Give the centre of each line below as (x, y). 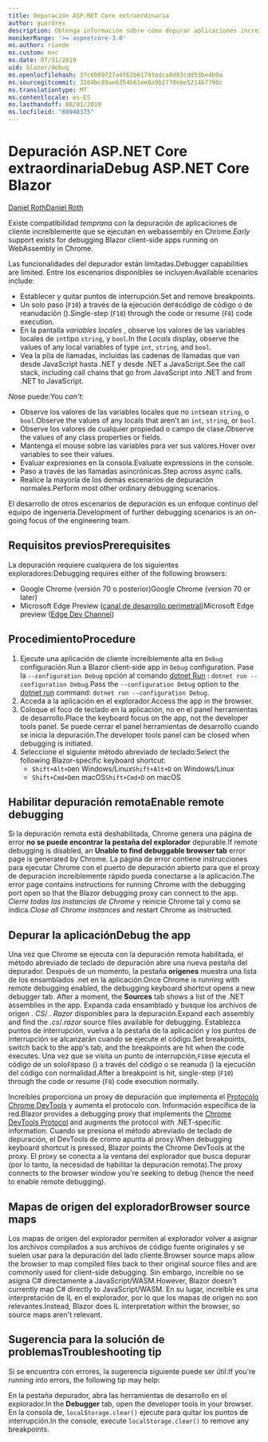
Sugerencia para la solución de (87, 1340)
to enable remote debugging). (57, 1182)
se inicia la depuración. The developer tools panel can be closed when (134, 735)
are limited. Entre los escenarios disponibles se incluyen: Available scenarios (133, 272)
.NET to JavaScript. (51, 380)
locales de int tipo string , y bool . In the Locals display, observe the (129, 338)
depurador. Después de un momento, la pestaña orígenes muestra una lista (133, 971)
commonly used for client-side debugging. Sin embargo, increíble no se (126, 1272)
